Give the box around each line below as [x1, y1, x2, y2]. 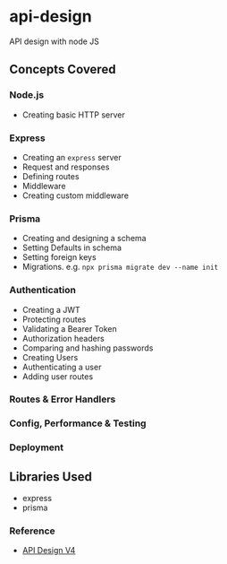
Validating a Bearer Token [21, 323, 118, 334]
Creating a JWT [21, 304, 80, 315]
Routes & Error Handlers [9, 393, 116, 405]
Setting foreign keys [21, 252, 97, 263]
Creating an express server [21, 152, 122, 162]
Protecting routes [21, 314, 87, 325]
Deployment [9, 441, 64, 454]
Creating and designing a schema [21, 233, 147, 244]
